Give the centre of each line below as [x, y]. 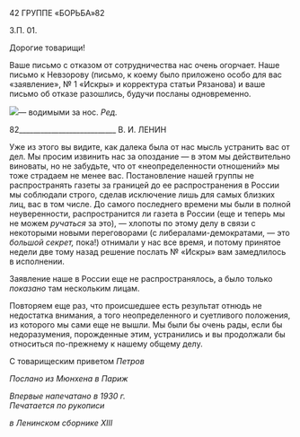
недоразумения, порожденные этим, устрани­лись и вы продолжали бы [147, 334]
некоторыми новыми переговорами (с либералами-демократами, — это [150, 233]
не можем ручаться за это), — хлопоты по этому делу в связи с [132, 223]
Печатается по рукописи [57, 406]
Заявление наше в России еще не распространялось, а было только [141, 279]
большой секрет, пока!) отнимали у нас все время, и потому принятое [145, 242]
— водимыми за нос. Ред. [68, 112]
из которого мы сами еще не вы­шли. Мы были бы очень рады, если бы [146, 325]
